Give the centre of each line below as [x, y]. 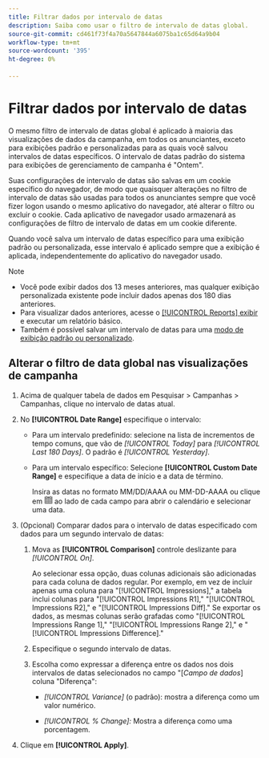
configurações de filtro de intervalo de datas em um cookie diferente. [123, 223]
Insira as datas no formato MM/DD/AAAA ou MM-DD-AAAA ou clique [146, 491]
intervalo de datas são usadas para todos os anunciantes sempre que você [132, 198]
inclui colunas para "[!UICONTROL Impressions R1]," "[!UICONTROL [143, 599]
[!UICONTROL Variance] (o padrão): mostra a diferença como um [152, 697]
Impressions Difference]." [122, 633]
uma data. [48, 509]
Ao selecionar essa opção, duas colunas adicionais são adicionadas [144, 573]
